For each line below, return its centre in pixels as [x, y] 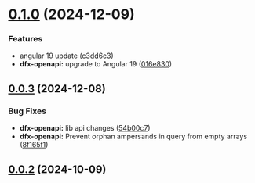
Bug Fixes [27, 111]
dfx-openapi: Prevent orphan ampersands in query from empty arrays [133, 136]
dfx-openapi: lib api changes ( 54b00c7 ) [85, 128]
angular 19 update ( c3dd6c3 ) [66, 56]
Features [25, 39]
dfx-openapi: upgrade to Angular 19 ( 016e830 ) [96, 64]
